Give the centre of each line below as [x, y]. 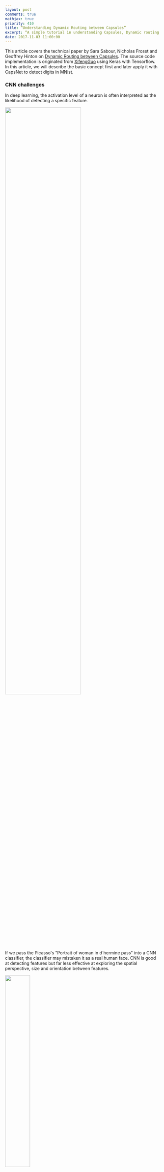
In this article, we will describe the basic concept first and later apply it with [82, 66]
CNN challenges [25, 85]
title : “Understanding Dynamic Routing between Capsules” [66, 28]
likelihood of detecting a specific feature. [47, 101]
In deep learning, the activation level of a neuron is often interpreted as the [81, 95]
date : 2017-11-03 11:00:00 [33, 37]
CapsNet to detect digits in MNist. [39, 72]
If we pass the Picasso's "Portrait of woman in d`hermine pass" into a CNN [81, 953]
